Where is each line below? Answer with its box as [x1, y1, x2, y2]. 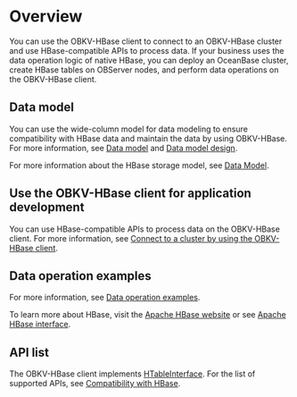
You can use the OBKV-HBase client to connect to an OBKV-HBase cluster [9, 36, 283, 46]
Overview [9, 6, 83, 27]
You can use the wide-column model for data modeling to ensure [9, 123, 248, 134]
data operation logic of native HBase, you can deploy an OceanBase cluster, [9, 55, 289, 65]
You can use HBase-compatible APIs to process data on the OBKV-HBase [9, 224, 281, 234]
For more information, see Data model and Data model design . [9, 142, 238, 153]
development [9, 199, 85, 215]
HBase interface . [9, 319, 71, 330]
